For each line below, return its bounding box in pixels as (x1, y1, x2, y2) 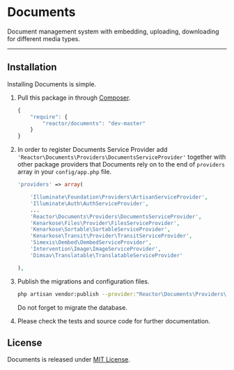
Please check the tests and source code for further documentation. (17, 316, 211, 325)
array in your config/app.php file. (17, 168, 112, 176)
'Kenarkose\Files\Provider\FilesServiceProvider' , (30, 219, 180, 226)
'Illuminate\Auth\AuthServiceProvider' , (30, 200, 149, 207)
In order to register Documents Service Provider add (17, 146, 168, 154)
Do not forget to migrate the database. (17, 303, 127, 311)
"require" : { (30, 113, 68, 121)
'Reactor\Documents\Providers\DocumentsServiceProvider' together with (17, 153, 226, 161)
